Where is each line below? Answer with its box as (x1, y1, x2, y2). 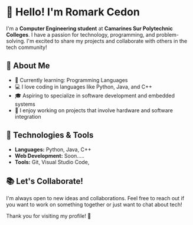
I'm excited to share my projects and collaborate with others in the (26, 37, 188, 44)
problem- (156, 31, 179, 38)
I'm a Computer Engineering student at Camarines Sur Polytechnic (6, 25, 173, 32)
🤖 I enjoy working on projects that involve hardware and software (14, 106, 173, 114)
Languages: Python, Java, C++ (14, 146, 91, 153)
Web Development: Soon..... (14, 152, 84, 159)
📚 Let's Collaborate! (6, 176, 84, 186)
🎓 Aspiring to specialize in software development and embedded (14, 92, 175, 99)
